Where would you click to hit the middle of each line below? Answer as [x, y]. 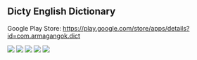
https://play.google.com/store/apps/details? [126, 28]
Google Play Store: [34, 28]
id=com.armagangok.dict [44, 36]
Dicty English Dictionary [62, 12]
